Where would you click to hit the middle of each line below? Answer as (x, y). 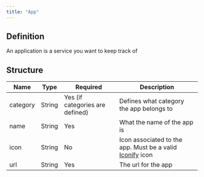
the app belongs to (146, 109)
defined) (76, 113)
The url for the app (146, 165)
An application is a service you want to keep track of (72, 51)
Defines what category (152, 101)
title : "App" (23, 12)
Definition (25, 37)
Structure (25, 70)
